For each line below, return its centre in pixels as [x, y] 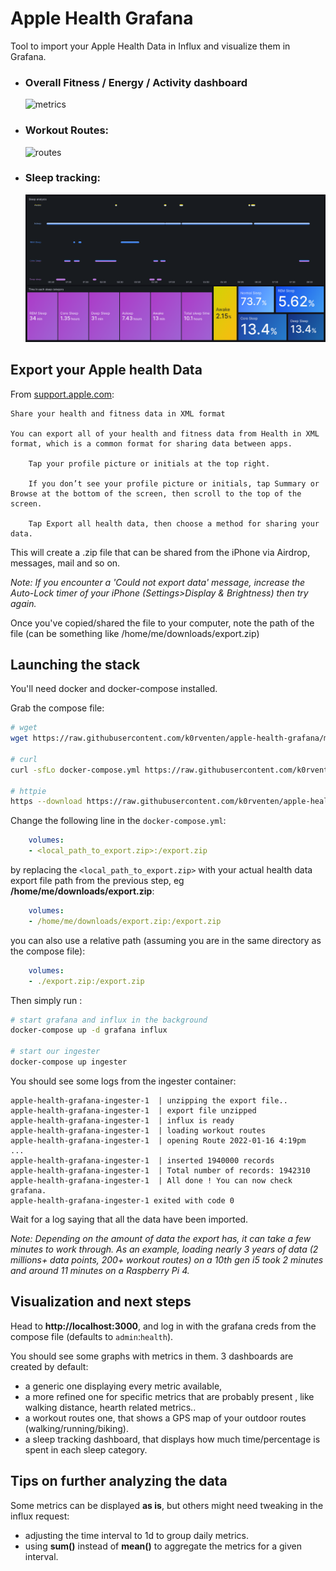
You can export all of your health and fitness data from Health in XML [165, 433]
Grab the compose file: [57, 708]
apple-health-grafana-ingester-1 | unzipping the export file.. [149, 1100]
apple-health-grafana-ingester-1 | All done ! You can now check [151, 1180]
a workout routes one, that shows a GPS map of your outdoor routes [165, 1418]
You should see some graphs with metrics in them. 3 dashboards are [152, 1356]
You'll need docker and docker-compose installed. [114, 689]
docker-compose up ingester [69, 1062]
